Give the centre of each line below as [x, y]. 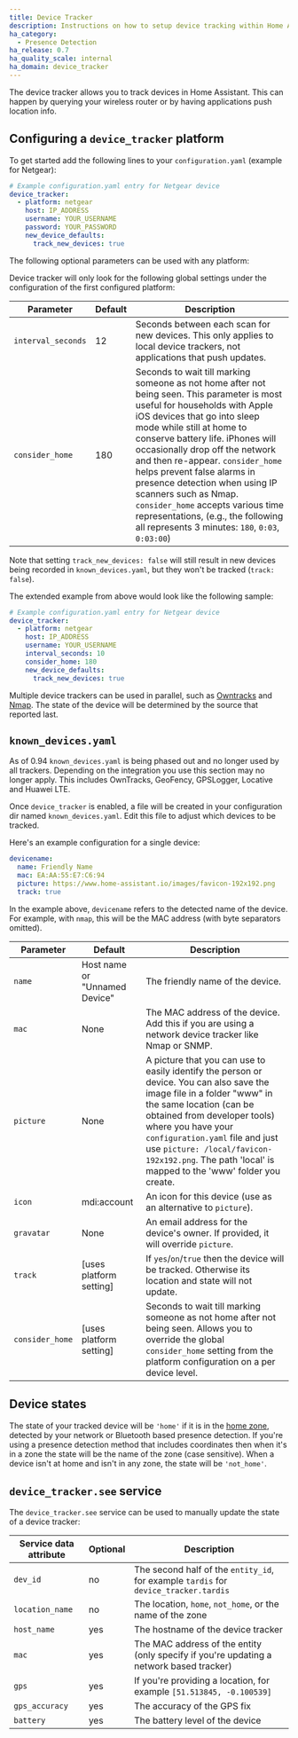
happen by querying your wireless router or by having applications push [141, 101]
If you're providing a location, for [202, 1680]
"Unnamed [104, 987]
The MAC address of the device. [213, 1012]
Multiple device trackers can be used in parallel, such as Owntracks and [141, 695]
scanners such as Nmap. [187, 493]
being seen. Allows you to [199, 1328]
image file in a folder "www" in [209, 1093]
